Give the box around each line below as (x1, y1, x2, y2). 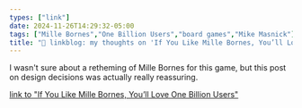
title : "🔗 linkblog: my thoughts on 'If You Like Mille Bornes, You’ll (9, 37, 283, 47)
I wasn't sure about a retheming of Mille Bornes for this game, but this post (9, 62, 287, 73)
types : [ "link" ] (9, 12, 70, 22)
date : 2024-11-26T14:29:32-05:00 (9, 21, 135, 30)
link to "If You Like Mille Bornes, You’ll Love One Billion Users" (9, 89, 239, 100)
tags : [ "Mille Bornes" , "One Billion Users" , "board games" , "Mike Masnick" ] (9, 29, 296, 38)
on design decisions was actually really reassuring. (9, 72, 199, 83)
